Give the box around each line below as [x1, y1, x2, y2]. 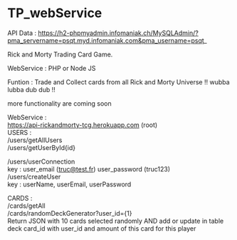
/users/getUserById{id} [7, 143, 76, 151]
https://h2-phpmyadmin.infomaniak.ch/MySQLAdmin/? [38, 29, 199, 37]
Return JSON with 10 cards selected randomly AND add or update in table [7, 216, 224, 225]
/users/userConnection [7, 157, 75, 166]
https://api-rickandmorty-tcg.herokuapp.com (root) [7, 120, 158, 129]
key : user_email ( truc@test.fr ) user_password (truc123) [7, 164, 171, 173]
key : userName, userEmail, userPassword [7, 180, 132, 189]
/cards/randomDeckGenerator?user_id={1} [7, 209, 132, 217]
